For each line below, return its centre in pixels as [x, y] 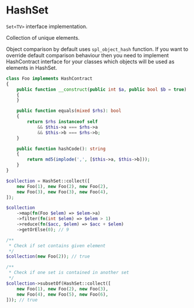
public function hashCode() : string [61, 149]
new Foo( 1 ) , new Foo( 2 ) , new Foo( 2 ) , [63, 186]
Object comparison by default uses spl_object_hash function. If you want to [97, 49]
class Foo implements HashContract [49, 78]
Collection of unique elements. [43, 37]
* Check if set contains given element [57, 246]
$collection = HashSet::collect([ [48, 181]
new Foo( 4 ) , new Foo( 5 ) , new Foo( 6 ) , [63, 294]
